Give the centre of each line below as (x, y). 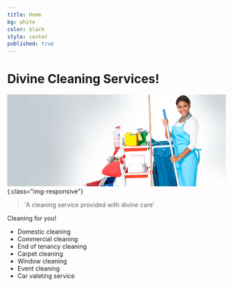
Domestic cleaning (44, 232)
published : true (31, 44)
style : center (28, 37)
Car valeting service (46, 276)
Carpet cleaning (40, 254)
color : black (26, 29)
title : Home (24, 15)
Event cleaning (38, 268)
